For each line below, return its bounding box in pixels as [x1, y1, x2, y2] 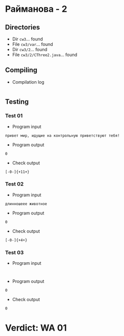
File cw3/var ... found [12, 41, 53, 47]
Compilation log [12, 79, 44, 85]
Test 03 [5, 249, 24, 256]
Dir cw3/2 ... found [12, 47, 48, 52]
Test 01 [5, 112, 23, 119]
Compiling [5, 66, 38, 74]
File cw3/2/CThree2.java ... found [12, 52, 78, 58]
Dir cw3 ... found [12, 36, 43, 42]
